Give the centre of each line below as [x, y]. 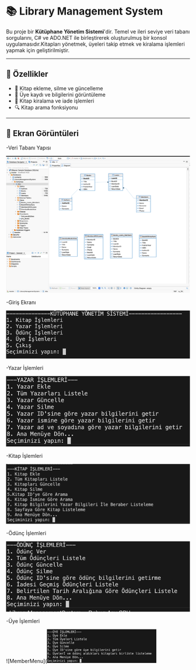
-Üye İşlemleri [23, 621]
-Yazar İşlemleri [25, 368]
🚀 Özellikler [27, 74]
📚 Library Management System [85, 11]
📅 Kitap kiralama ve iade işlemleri [54, 101]
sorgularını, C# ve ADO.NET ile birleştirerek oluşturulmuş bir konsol [87, 38]
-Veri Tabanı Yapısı [29, 148]
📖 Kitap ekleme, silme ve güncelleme [59, 88]
